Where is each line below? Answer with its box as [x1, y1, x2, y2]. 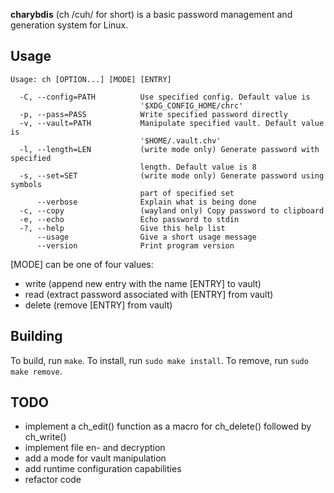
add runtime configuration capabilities [24, 463, 182, 475]
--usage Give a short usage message [36, 232, 257, 242]
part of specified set [139, 188, 235, 198]
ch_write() [24, 431, 67, 443]
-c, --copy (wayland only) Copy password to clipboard [19, 205, 325, 216]
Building [10, 328, 63, 345]
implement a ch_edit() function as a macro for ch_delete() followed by [24, 420, 312, 433]
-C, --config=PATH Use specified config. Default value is [19, 92, 311, 102]
